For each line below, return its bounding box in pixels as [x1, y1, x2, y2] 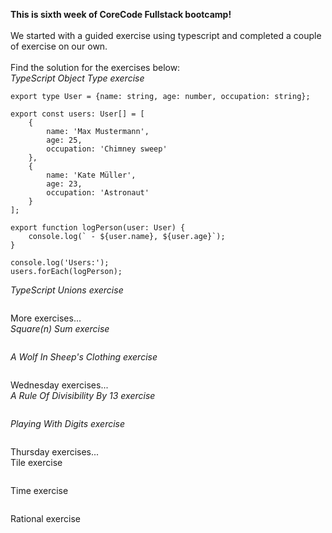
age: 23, [46, 179, 83, 189]
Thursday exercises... [10, 446, 100, 458]
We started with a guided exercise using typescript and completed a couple [10, 30, 322, 41]
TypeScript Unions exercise [10, 284, 124, 296]
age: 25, [46, 135, 83, 145]
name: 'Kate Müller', [46, 170, 137, 180]
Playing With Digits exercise [10, 418, 126, 429]
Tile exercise [10, 457, 63, 468]
